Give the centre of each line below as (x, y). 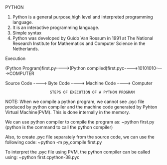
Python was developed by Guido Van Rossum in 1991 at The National (83, 38)
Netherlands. (26, 49)
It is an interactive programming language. (56, 27)
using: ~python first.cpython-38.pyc (42, 157)
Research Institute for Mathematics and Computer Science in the (79, 43)
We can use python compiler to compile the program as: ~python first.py (80, 122)
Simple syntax (27, 33)
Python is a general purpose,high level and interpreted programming (83, 17)
